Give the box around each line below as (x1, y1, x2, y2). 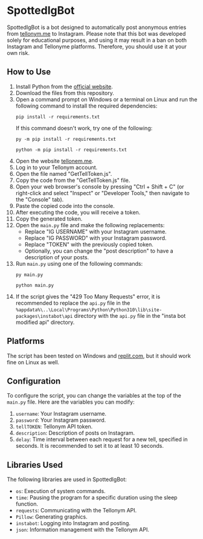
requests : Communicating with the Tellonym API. (15, 507, 137, 514)
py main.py (15, 271, 43, 278)
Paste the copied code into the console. (15, 202, 115, 209)
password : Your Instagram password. (15, 416, 106, 424)
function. (15, 500, 39, 508)
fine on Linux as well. (7, 358, 60, 366)
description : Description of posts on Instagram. (15, 430, 135, 437)
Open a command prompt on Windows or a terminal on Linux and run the (15, 95, 198, 103)
